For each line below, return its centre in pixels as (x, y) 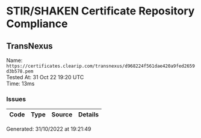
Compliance (37, 24)
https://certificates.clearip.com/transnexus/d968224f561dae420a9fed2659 (101, 66)
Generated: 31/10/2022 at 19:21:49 (49, 129)
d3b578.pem (20, 71)
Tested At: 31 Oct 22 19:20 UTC (45, 77)
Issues (16, 99)
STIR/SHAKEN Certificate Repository (100, 11)
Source (62, 115)
